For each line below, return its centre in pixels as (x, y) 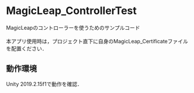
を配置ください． (27, 49)
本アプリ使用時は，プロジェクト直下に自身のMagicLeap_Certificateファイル (97, 41)
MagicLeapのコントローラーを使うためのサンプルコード (73, 27)
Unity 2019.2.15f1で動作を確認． (44, 84)
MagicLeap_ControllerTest (72, 11)
